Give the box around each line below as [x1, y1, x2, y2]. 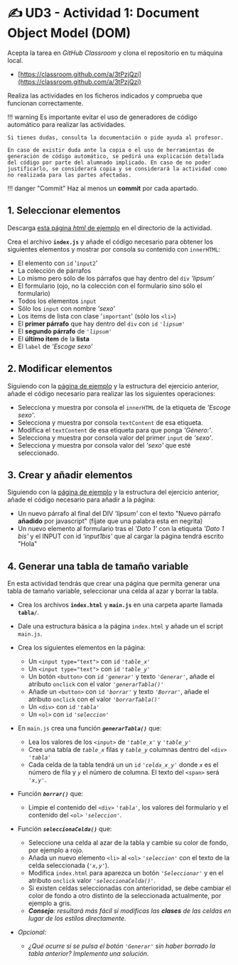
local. [7, 56, 23, 64]
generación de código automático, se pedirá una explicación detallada [7, 153, 224, 160]
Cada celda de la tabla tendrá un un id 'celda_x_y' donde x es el [28, 760, 219, 769]
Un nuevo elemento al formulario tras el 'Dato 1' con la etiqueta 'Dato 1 [17, 525, 225, 533]
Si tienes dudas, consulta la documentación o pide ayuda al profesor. [7, 134, 224, 141]
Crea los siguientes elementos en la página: [17, 644, 146, 652]
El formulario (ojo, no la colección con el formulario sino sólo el [17, 282, 202, 290]
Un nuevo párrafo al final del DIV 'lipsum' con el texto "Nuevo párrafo [17, 510, 222, 518]
